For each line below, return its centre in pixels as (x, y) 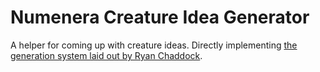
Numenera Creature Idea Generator (160, 17)
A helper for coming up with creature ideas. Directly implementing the (154, 45)
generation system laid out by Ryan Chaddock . (106, 55)
